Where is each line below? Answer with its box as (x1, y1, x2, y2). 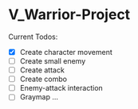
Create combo (19, 74, 68, 84)
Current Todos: (8, 32, 58, 41)
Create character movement (19, 47, 113, 56)
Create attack (19, 65, 65, 75)
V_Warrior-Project (8, 6, 131, 24)
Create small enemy (19, 56, 86, 65)
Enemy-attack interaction (19, 84, 104, 93)
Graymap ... (19, 92, 58, 102)
